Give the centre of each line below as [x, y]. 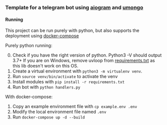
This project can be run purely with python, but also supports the [72, 30]
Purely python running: [29, 45]
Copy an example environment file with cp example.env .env [75, 106]
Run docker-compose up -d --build [49, 117]
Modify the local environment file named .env [59, 112]
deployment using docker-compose [42, 36]
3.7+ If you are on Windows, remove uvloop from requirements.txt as [84, 60]
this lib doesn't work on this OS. [45, 66]
